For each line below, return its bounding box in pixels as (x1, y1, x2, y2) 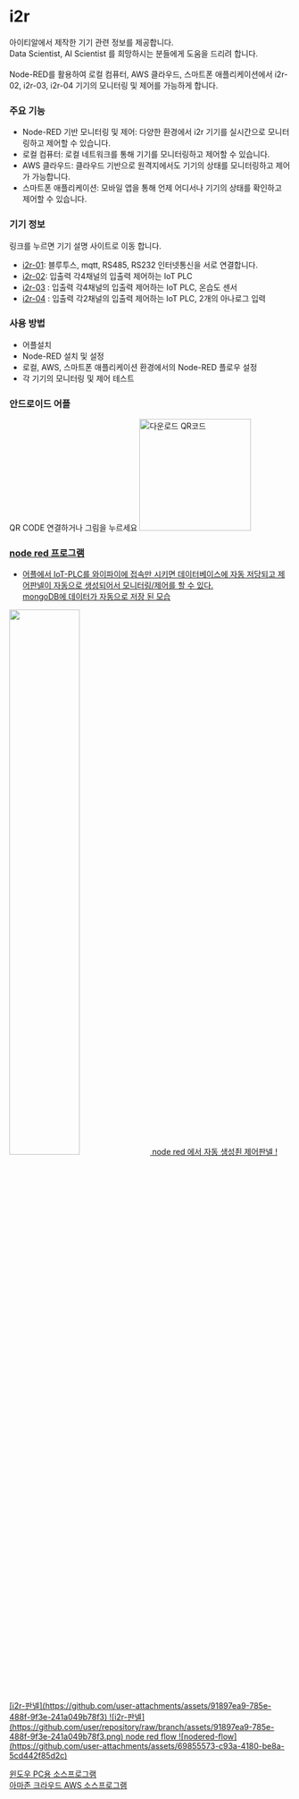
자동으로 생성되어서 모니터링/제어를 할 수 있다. (53, 580, 214, 591)
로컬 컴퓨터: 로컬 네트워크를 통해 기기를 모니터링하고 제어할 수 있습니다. (21, 149, 270, 160)
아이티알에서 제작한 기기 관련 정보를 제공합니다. (9, 37, 174, 47)
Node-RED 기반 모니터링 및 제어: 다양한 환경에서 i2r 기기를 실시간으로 (21, 127, 266, 138)
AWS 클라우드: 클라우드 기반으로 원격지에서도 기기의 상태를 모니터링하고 (21, 160, 274, 171)
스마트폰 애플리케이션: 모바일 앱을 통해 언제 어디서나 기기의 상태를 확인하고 (21, 182, 283, 193)
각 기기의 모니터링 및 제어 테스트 (21, 373, 135, 384)
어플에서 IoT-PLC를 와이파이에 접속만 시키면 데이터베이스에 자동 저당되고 (21, 569, 277, 580)
